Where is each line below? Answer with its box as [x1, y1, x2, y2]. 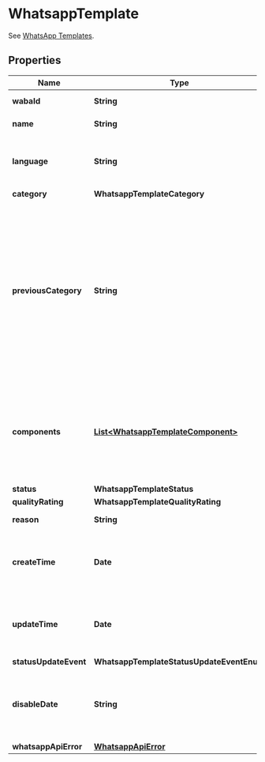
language [12, 156, 49, 167]
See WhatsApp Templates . [8, 31, 95, 40]
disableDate [12, 698, 58, 709]
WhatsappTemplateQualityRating [93, 496, 222, 507]
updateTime [12, 618, 58, 629]
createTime [12, 556, 56, 567]
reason [12, 514, 39, 525]
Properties [8, 54, 62, 67]
